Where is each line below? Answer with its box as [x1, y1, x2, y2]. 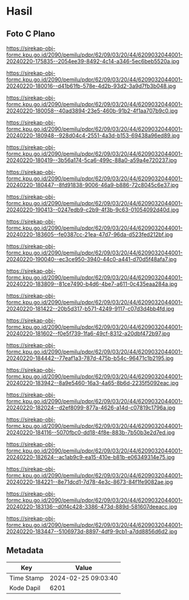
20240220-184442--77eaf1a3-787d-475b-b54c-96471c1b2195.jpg [6, 355, 174, 362]
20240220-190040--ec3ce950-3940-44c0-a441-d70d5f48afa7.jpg [6, 256, 177, 263]
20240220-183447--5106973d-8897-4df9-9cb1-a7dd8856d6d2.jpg [6, 528, 177, 535]
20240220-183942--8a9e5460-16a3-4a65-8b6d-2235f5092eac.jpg [6, 379, 179, 386]
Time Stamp [9, 574, 44, 582]
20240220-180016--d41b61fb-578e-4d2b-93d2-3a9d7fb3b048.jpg [6, 82, 176, 90]
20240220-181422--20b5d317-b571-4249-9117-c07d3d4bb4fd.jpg [6, 305, 174, 312]
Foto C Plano [6, 29, 55, 39]
